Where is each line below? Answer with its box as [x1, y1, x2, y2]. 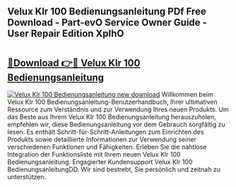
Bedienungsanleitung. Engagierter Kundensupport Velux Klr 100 [7, 158, 193, 166]
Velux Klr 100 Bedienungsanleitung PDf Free [7, 6, 206, 18]
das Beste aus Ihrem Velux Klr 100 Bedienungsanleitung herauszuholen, [7, 113, 217, 121]
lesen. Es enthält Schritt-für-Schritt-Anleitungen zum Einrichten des [7, 128, 204, 136]
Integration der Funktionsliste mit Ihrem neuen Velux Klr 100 [7, 150, 182, 158]
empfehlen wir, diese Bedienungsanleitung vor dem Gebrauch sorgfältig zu [7, 120, 226, 128]
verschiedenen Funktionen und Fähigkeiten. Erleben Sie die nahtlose [7, 143, 207, 151]
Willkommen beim [161, 90, 213, 98]
